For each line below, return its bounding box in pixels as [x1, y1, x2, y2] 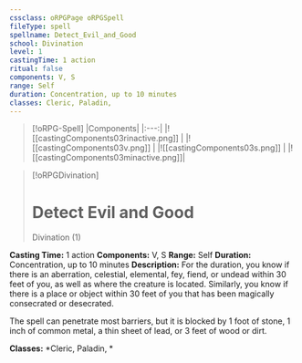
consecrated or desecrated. [9, 298, 114, 309]
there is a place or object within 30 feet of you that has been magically [9, 288, 275, 299]
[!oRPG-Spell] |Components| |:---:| [31, 123, 163, 134]
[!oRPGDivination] [31, 170, 99, 181]
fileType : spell [9, 22, 71, 31]
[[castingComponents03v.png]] [31, 142, 151, 153]
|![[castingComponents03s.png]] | [157, 142, 286, 153]
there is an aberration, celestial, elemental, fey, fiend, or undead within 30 [9, 269, 286, 280]
